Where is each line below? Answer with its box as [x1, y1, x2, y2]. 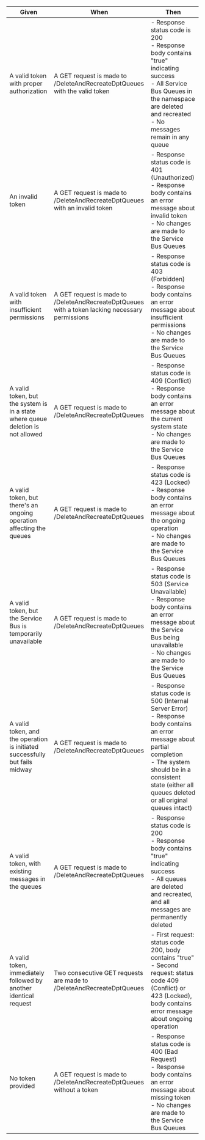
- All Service [150, 79, 187, 87]
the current [150, 415, 183, 423]
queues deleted [150, 789, 196, 796]
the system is [9, 400, 48, 408]
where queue [9, 415, 48, 423]
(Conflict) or [150, 984, 186, 992]
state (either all [150, 781, 194, 789]
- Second [150, 961, 179, 969]
